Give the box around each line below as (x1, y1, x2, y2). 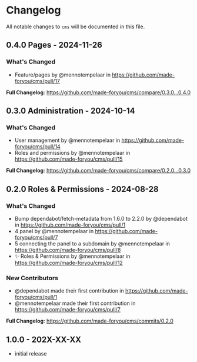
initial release (14, 350, 47, 357)
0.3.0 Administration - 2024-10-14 (6, 106, 135, 116)
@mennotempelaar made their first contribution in (14, 300, 136, 307)
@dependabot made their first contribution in (14, 287, 125, 294)
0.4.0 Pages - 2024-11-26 (6, 40, 103, 50)
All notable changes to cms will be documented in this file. (6, 23, 145, 30)
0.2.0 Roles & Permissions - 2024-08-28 (6, 184, 159, 194)
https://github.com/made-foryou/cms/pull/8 (14, 247, 121, 253)
